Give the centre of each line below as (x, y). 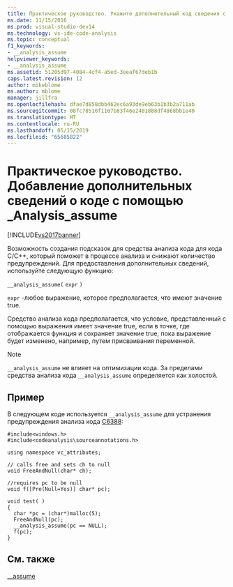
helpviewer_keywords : (39, 59)
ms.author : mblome (34, 91)
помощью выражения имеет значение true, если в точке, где (99, 326)
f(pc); (23, 532)
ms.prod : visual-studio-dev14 (51, 26)
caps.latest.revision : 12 (45, 78)
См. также (31, 559)
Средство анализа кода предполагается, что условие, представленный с (117, 319)
